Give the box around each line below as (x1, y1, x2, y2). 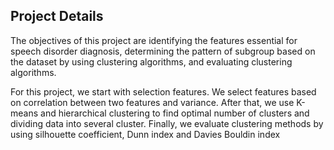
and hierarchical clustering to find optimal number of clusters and (40, 107, 310, 119)
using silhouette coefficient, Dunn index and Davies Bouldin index (10, 128, 281, 140)
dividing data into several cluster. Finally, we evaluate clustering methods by (10, 117, 324, 129)
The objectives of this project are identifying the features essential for (10, 34, 298, 46)
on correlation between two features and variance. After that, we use (10, 96, 295, 108)
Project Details (10, 8, 104, 25)
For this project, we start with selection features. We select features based (10, 85, 317, 98)
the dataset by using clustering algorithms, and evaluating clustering (10, 55, 293, 68)
